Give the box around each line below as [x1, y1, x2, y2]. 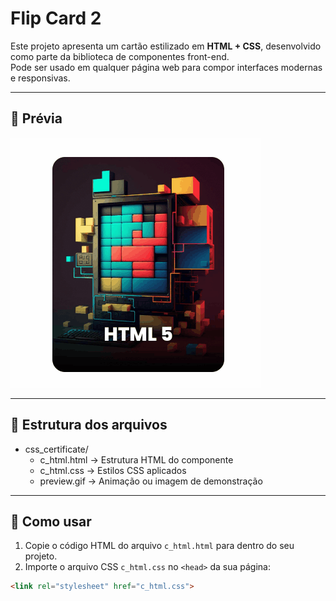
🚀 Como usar [10, 513, 92, 530]
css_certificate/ [24, 443, 89, 455]
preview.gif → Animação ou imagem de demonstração [39, 475, 263, 487]
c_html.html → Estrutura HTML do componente [39, 453, 234, 466]
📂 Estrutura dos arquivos [10, 417, 168, 434]
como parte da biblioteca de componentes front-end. [10, 50, 230, 62]
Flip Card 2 [10, 7, 102, 30]
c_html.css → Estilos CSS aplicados [39, 464, 187, 476]
